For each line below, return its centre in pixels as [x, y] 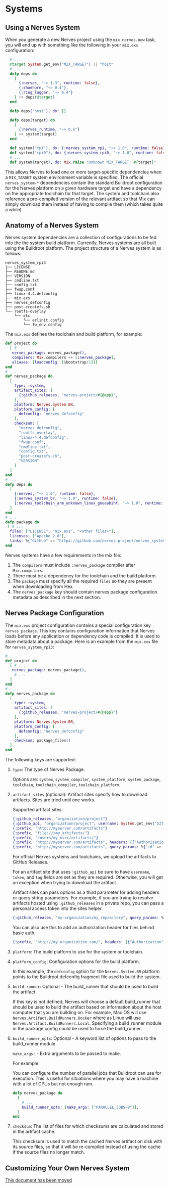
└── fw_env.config [43, 325]
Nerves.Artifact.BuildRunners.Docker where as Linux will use [77, 1018]
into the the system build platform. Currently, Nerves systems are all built [81, 243]
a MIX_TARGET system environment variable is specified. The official [74, 177]
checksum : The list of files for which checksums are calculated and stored [88, 1126]
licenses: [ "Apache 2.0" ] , [38, 536]
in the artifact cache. [34, 1132]
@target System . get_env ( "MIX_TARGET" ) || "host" [62, 64]
